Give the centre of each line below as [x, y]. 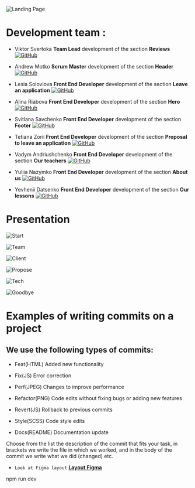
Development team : [56, 33]
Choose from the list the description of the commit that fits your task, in [92, 443]
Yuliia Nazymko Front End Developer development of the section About [101, 172]
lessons [24, 196]
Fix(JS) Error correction [43, 376]
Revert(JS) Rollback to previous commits [63, 409]
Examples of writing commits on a [90, 316]
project [24, 329]
